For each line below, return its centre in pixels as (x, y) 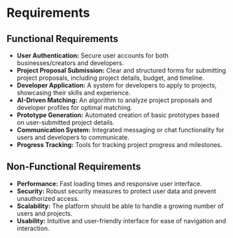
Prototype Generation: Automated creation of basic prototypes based (118, 115)
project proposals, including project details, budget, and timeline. (110, 78)
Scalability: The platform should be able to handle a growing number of (120, 206)
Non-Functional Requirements (74, 167)
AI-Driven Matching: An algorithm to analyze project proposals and (114, 100)
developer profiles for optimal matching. (75, 107)
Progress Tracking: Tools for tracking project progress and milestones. (119, 145)
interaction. (33, 228)
